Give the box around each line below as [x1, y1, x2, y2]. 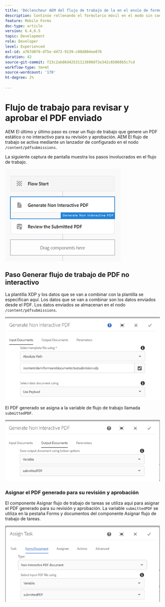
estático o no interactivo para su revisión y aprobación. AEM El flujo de [5, 134, 148, 140]
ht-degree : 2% [5, 75, 34, 80]
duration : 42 [5, 54, 32, 59]
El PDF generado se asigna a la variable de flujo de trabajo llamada [5, 405, 140, 410]
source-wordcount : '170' [5, 70, 56, 75]
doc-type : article [5, 24, 43, 28]
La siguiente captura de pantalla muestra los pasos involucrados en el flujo [5, 153, 157, 159]
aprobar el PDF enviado [5, 113, 102, 124]
